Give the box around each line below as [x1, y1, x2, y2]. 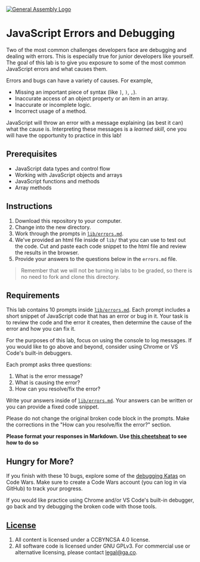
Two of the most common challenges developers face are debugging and [6, 46, 187, 53]
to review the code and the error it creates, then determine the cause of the [6, 319, 192, 326]
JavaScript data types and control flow [14, 165, 110, 172]
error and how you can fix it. [6, 325, 76, 333]
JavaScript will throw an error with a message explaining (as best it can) [6, 119, 184, 126]
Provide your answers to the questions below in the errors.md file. [14, 255, 177, 262]
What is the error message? [14, 373, 84, 380]
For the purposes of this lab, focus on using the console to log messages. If [6, 337, 192, 344]
